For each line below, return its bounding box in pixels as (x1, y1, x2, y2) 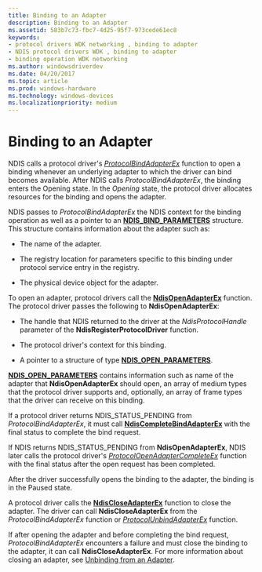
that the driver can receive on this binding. (8, 395, 145, 405)
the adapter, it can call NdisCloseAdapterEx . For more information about (8, 547, 243, 556)
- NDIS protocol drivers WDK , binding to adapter (8, 48, 177, 56)
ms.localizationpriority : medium (8, 99, 118, 107)
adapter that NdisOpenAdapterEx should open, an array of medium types (8, 379, 247, 388)
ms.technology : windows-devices (8, 92, 114, 100)
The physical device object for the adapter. (19, 278, 158, 287)
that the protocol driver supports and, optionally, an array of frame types (8, 388, 242, 397)
